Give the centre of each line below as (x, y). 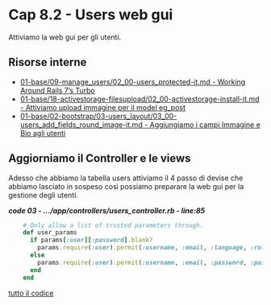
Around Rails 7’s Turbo (57, 90)
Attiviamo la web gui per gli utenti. (65, 37)
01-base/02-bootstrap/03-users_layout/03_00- (98, 116)
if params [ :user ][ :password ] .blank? (91, 240)
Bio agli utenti (43, 133)
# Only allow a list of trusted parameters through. (113, 225)
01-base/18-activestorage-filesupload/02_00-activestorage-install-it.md (140, 99)
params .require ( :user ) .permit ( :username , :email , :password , (142, 262)
